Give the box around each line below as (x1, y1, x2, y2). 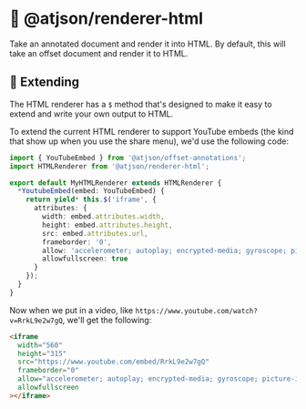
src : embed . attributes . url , (42, 229, 148, 238)
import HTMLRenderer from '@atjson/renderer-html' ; (9, 161, 209, 171)
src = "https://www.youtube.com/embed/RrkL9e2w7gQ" (17, 357, 209, 367)
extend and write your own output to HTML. (9, 108, 174, 119)
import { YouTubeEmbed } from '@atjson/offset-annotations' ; (9, 153, 247, 162)
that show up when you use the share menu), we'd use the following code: (9, 136, 290, 147)
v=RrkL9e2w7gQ (9, 316, 64, 325)
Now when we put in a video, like (9, 304, 134, 315)
